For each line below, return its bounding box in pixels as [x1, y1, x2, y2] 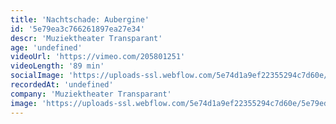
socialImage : [10, 71, 65, 81]
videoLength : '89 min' [10, 61, 105, 71]
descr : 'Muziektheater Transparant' [10, 33, 163, 43]
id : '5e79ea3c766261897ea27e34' [10, 24, 145, 34]
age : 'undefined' [10, 42, 83, 53]
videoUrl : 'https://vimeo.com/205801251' [10, 52, 186, 62]
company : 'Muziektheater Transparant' [10, 89, 172, 99]
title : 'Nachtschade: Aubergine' [10, 14, 150, 25]
